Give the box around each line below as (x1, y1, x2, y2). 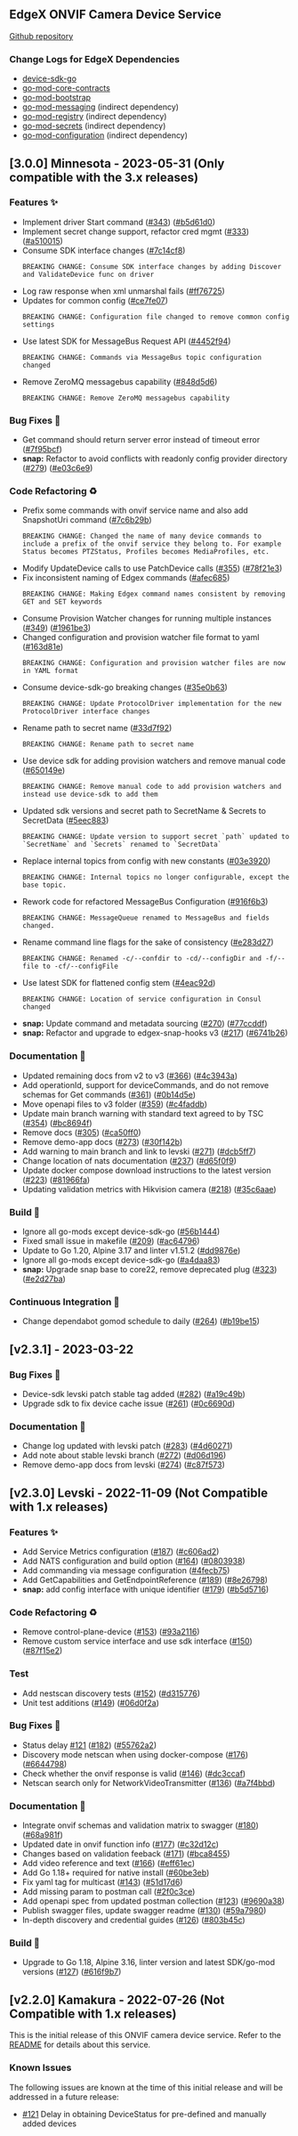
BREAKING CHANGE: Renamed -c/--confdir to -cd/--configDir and (21, 954, 262, 963)
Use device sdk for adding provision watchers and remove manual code (21, 756, 286, 767)
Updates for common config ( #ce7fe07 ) (21, 295, 169, 305)
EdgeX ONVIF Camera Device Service (9, 7, 222, 22)
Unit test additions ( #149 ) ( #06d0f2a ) (21, 1697, 160, 1708)
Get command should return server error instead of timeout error (21, 435, 261, 445)
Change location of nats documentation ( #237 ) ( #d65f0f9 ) (21, 1155, 238, 1165)
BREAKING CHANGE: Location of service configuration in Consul (21, 995, 262, 1004)
